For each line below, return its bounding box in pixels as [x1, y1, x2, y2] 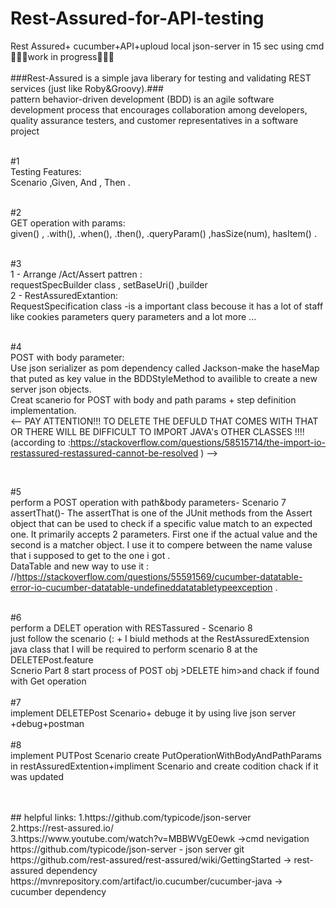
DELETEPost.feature [10, 653, 94, 666]
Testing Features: [10, 165, 82, 177]
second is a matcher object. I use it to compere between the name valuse [10, 538, 313, 551]
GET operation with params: [10, 217, 126, 229]
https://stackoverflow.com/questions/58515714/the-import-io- [69, 436, 326, 448]
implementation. [10, 404, 77, 416]
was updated [10, 770, 65, 782]
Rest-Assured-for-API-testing [10, 7, 265, 30]
